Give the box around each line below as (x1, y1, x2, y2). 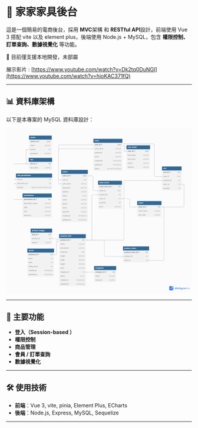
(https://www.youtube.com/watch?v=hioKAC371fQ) (6, 72, 131, 80)
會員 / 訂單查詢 (14, 351, 51, 358)
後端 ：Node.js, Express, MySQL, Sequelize (14, 409, 119, 416)
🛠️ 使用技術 (6, 383, 47, 393)
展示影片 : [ (6, 65, 34, 73)
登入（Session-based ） (14, 328, 75, 336)
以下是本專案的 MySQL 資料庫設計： (6, 116, 94, 123)
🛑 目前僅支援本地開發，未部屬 (6, 53, 78, 60)
